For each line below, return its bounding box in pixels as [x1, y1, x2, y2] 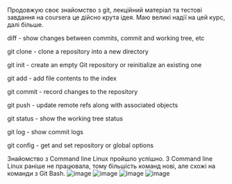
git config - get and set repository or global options [7, 141, 154, 149]
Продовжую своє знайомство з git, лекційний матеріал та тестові [7, 6, 203, 14]
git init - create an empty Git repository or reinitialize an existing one [7, 61, 202, 68]
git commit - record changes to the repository [7, 88, 138, 95]
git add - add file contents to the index [7, 74, 117, 82]
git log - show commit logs [7, 128, 83, 136]
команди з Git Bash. [7, 169, 66, 177]
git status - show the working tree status [7, 114, 124, 122]
